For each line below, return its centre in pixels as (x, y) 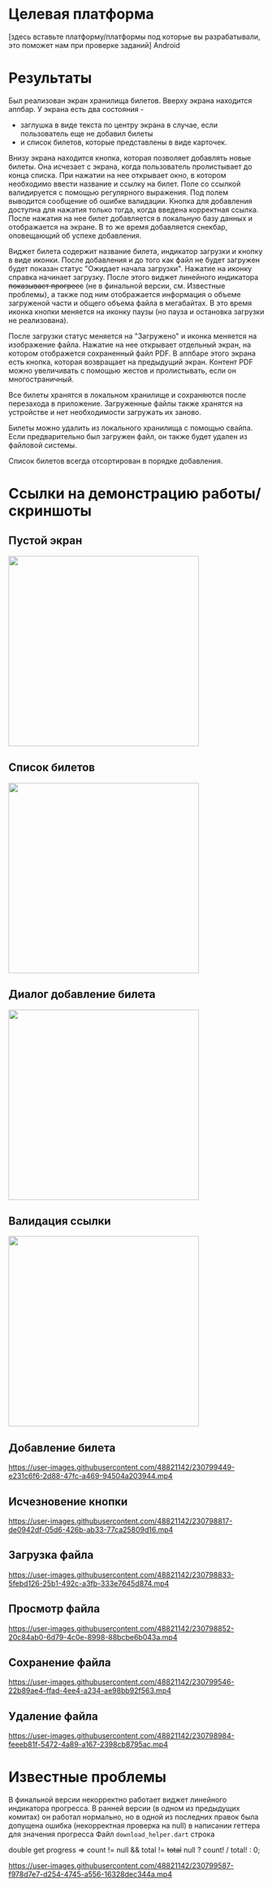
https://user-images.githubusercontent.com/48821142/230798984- (122, 1736)
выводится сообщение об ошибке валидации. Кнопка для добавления (131, 201)
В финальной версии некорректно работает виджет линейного (118, 1800)
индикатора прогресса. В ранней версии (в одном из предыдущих (124, 1808)
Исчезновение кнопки (68, 1502)
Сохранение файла (60, 1662)
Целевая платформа (81, 14)
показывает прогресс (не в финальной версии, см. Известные (117, 286)
